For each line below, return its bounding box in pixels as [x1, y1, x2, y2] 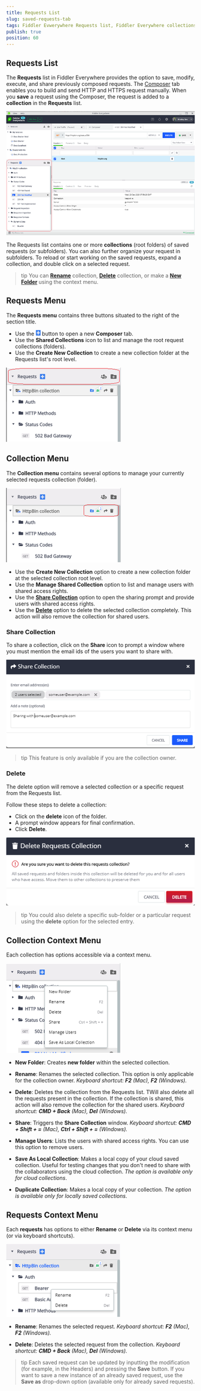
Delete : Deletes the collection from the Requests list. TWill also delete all [14, 1089, 194, 1096]
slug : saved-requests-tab [6, 16, 71, 22]
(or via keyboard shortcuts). [6, 1232, 75, 1239]
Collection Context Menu [6, 935, 102, 945]
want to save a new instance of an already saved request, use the [20, 1372, 183, 1379]
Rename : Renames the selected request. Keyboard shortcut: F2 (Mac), [14, 1323, 190, 1330]
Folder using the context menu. [20, 278, 99, 286]
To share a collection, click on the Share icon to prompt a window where [6, 641, 185, 648]
